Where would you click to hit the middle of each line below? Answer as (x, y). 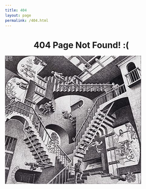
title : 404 (16, 10)
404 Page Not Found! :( (81, 45)
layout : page (18, 15)
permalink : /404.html (27, 20)
